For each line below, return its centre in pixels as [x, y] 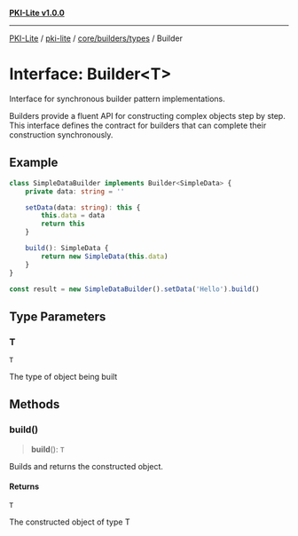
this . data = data [73, 216]
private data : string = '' [75, 191]
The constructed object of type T [70, 522]
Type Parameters [58, 316]
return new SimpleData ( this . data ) [105, 256]
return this [63, 224]
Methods [35, 404]
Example [34, 163]
